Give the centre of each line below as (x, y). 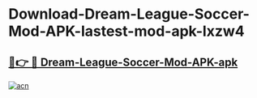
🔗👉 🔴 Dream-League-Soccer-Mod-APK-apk (123, 62)
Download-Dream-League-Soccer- (129, 14)
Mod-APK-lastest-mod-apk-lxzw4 (126, 31)
